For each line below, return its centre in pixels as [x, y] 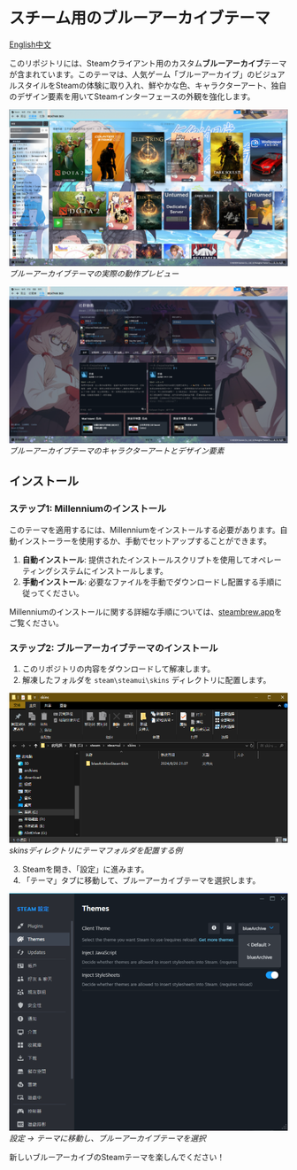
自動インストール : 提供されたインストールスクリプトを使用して [136, 560]
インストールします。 [129, 570]
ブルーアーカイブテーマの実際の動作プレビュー [94, 273]
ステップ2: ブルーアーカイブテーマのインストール [114, 647]
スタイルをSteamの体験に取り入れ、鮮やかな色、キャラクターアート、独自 [152, 85]
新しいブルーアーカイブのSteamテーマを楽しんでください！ [117, 1158]
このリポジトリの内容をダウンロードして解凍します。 [118, 669]
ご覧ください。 [36, 623]
